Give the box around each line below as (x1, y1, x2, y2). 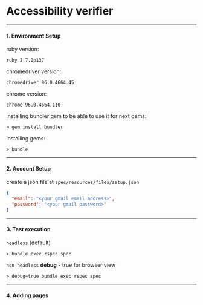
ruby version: (6, 45, 39, 53)
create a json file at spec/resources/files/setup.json (6, 179, 140, 186)
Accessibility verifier (6, 4, 114, 18)
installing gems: (6, 135, 45, 142)
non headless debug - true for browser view (6, 261, 116, 269)
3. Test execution (6, 226, 51, 233)
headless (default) (6, 239, 51, 246)
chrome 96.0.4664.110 (6, 102, 61, 108)
